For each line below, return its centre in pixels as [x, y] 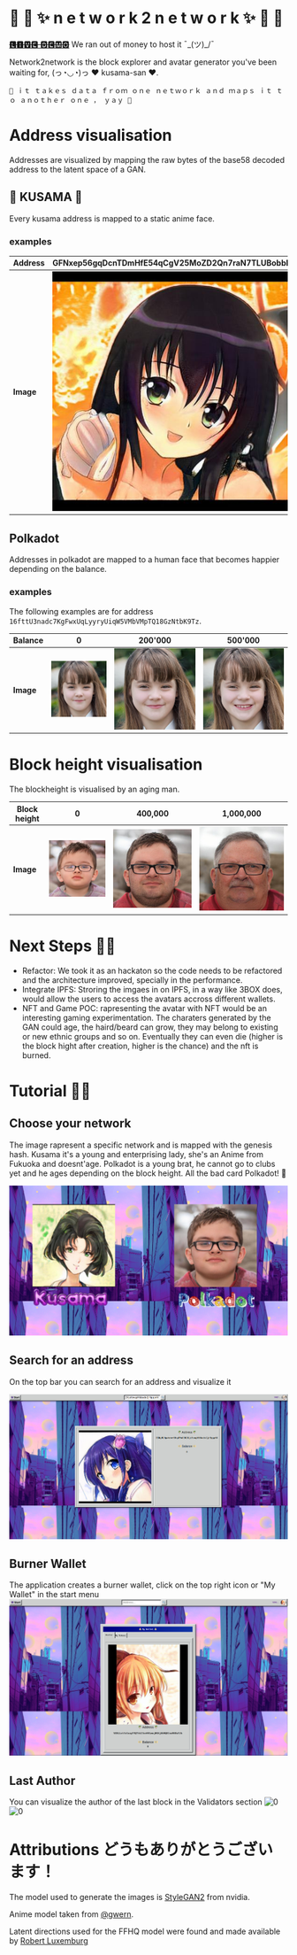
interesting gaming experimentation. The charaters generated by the [146, 1017]
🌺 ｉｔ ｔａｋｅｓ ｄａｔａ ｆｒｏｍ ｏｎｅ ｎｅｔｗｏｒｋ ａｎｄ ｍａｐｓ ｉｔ [141, 91]
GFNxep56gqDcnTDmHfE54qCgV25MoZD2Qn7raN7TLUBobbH [172, 263]
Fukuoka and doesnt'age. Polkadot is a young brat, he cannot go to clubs [142, 1163]
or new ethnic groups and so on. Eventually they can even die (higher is [152, 1036]
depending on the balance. [58, 569]
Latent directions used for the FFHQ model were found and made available [145, 1932]
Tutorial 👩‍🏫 [50, 1091]
